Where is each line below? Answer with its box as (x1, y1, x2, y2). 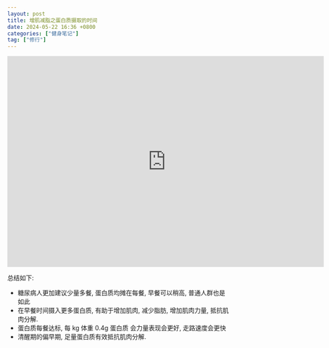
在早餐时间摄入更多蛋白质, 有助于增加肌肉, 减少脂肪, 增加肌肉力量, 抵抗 (17, 307, 223, 315)
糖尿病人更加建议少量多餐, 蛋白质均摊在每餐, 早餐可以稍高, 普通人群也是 (17, 289, 226, 297)
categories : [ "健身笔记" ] (7, 30, 79, 37)
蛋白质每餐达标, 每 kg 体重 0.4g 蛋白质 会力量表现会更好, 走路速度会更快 (17, 324, 226, 333)
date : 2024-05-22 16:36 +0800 (7, 23, 96, 30)
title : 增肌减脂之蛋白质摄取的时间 (7, 17, 98, 24)
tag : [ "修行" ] (7, 37, 47, 44)
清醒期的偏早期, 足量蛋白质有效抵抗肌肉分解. (17, 333, 146, 341)
